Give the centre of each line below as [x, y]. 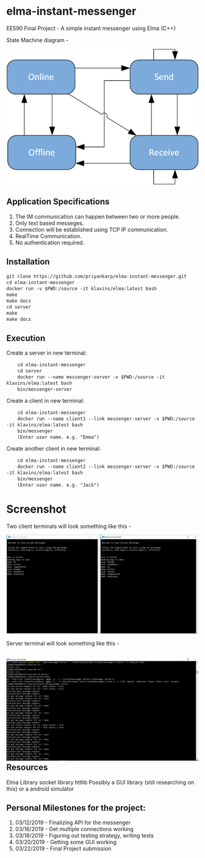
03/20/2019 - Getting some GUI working [66, 842]
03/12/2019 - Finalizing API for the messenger [73, 822]
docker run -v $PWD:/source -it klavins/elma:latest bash [81, 289]
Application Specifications [58, 202]
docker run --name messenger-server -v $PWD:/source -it [91, 377]
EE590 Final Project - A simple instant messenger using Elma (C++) [91, 28]
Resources [27, 768]
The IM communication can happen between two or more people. [98, 216]
